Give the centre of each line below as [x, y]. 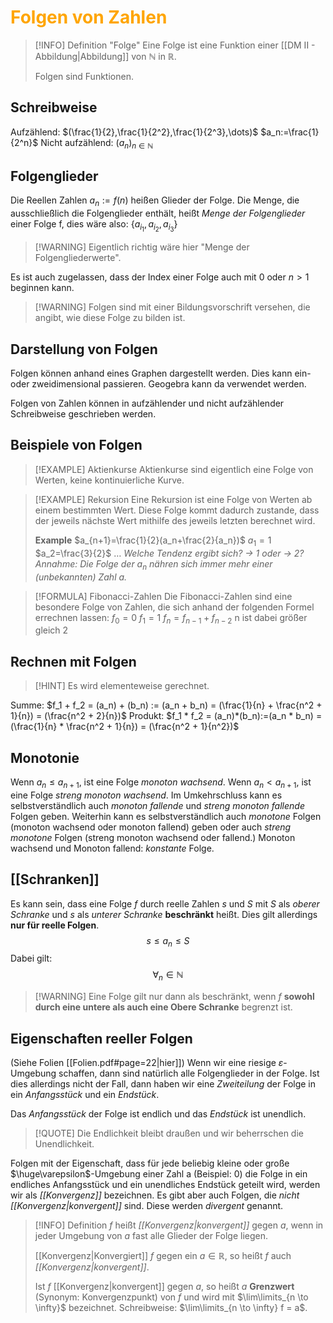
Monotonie [45, 757]
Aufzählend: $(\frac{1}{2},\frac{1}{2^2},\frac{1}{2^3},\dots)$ [134, 132]
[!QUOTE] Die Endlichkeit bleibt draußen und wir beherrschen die [169, 1133]
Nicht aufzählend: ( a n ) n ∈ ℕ [97, 143]
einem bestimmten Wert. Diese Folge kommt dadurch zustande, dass [177, 510]
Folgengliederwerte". [78, 258]
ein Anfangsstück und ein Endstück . [85, 1094]
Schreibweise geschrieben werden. [83, 414]
